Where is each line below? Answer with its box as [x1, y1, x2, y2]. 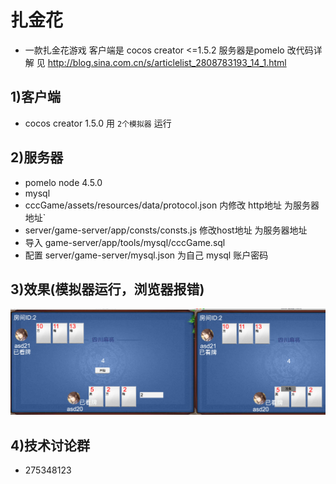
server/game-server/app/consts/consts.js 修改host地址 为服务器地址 [24, 224, 308, 236]
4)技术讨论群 [10, 437, 91, 454]
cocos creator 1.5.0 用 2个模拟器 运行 [24, 117, 172, 129]
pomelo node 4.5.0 [24, 176, 103, 188]
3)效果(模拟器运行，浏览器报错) [10, 281, 205, 298]
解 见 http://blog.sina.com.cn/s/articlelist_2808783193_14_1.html [24, 56, 287, 68]
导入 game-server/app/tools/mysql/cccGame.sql [24, 236, 226, 248]
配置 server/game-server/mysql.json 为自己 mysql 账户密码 [24, 249, 269, 261]
